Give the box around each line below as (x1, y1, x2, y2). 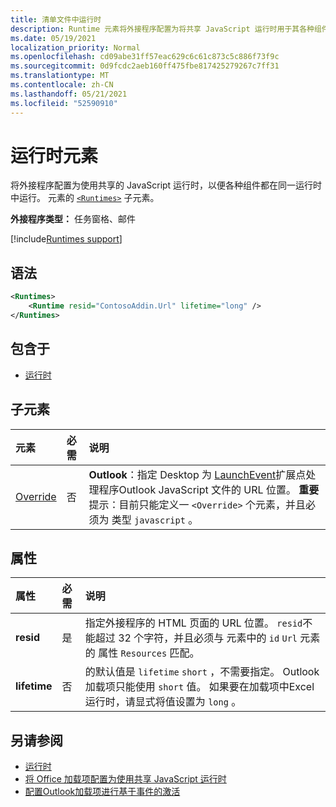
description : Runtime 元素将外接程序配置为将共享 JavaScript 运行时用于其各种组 (10, 24, 322, 34)
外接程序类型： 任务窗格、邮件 (10, 213, 136, 225)
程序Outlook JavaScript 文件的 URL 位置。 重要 (98, 482, 320, 496)
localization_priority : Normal (10, 42, 141, 53)
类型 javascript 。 (111, 512, 199, 526)
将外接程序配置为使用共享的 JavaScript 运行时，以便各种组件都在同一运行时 (10, 179, 323, 191)
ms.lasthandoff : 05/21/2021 (10, 89, 128, 99)
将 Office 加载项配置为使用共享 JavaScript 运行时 (24, 773, 227, 785)
